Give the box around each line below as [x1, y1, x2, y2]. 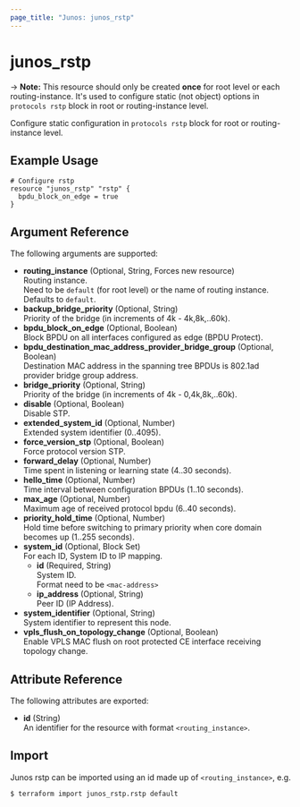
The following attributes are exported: [10, 695, 149, 706]
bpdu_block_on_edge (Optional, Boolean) [22, 323, 178, 334]
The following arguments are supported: [10, 248, 159, 259]
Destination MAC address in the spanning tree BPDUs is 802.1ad [22, 361, 260, 371]
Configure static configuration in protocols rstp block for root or [10, 117, 249, 128]
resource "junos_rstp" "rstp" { [10, 184, 130, 193]
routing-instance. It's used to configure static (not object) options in [10, 90, 260, 101]
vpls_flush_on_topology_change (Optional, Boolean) [22, 627, 219, 638]
